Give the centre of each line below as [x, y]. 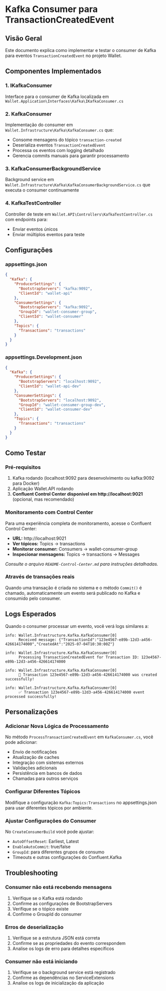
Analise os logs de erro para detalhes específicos [63, 948]
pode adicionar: [21, 742]
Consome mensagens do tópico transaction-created [67, 140]
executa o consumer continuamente [42, 190]
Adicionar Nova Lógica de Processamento [57, 726]
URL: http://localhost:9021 [39, 538]
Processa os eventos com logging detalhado [58, 150]
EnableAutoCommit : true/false [41, 846]
